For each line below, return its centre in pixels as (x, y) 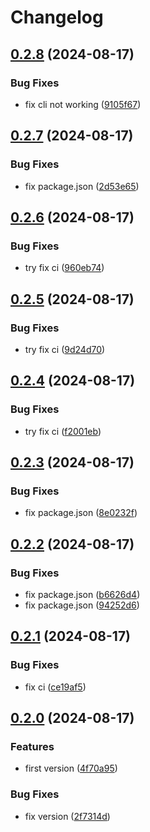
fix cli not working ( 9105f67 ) (83, 104)
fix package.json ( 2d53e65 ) (82, 186)
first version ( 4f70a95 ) (71, 768)
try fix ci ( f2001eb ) (63, 431)
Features (32, 746)
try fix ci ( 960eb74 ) (64, 268)
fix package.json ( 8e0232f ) (81, 513)
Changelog (57, 17)
